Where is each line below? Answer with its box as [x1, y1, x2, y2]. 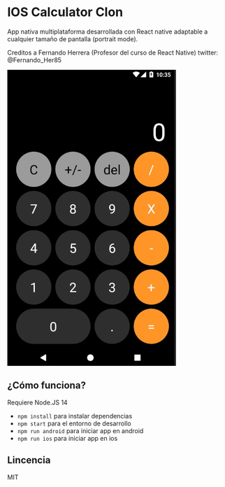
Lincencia [7, 454, 51, 466]
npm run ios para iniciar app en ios [17, 434, 118, 442]
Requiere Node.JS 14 [7, 398, 68, 407]
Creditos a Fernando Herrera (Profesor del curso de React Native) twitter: [7, 48, 219, 57]
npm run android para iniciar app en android [17, 426, 144, 435]
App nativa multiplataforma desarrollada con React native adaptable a [7, 27, 208, 36]
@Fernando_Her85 [7, 55, 61, 64]
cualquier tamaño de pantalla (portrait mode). [7, 34, 138, 43]
